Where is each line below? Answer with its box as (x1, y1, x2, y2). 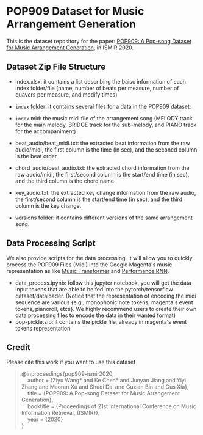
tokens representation (15, 324, 71, 332)
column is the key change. (15, 202, 82, 209)
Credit (6, 342, 30, 353)
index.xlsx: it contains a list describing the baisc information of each (15, 78, 187, 85)
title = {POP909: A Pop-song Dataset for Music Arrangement (27, 390, 180, 397)
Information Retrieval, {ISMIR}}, (21, 409, 100, 417)
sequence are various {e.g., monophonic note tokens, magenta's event (15, 298, 193, 306)
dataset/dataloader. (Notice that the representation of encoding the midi (15, 292, 196, 299)
